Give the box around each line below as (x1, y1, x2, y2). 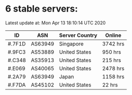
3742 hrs (102, 40, 125, 47)
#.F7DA (8, 81, 26, 88)
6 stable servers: (5, 3, 78, 15)
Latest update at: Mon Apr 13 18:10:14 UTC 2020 (5, 20, 106, 26)
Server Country (59, 31, 98, 38)
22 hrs (102, 81, 118, 88)
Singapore (59, 40, 84, 47)
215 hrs (102, 57, 121, 64)
